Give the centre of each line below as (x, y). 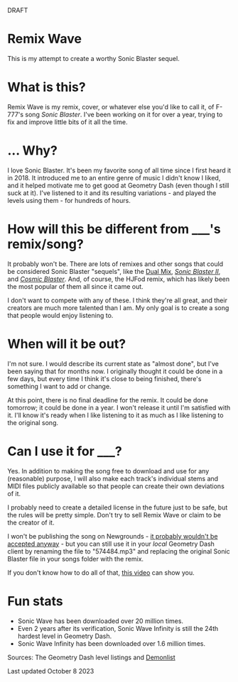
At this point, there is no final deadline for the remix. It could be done (108, 400)
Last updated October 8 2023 (51, 671)
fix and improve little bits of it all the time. (67, 122)
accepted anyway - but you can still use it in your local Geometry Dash (111, 544)
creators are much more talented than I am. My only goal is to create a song (118, 307)
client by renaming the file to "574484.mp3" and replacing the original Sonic (119, 551)
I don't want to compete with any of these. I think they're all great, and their (117, 300)
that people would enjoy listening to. (60, 315)
